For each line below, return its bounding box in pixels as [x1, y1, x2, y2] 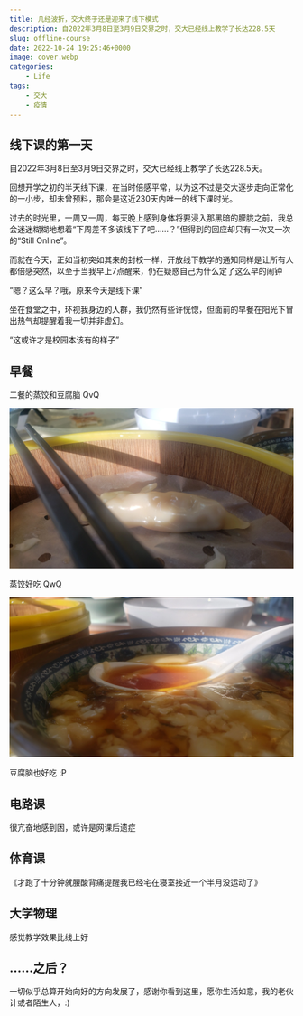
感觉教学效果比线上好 [9, 931, 88, 942]
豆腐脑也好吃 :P [9, 767, 67, 778]
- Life [25, 72, 50, 81]
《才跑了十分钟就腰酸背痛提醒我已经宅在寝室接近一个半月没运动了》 [9, 877, 262, 888]
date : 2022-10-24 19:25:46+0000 [9, 43, 131, 52]
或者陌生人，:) [16, 997, 70, 1008]
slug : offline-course [9, 33, 91, 42]
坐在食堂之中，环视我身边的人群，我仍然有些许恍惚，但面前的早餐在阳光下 [9, 304, 286, 315]
